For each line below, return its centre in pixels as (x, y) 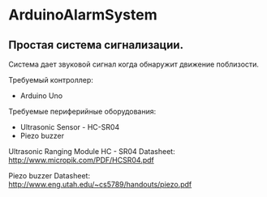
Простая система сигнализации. (96, 45)
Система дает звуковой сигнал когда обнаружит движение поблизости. (134, 64)
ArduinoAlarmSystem (83, 15)
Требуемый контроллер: (51, 80)
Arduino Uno (41, 96)
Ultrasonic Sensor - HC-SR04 (70, 127)
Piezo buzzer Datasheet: (50, 176)
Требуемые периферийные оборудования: (82, 111)
